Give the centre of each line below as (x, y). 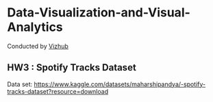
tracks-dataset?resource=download (58, 91)
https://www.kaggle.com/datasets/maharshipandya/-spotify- (120, 84)
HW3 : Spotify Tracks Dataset (72, 67)
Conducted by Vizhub (38, 46)
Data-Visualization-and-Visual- (99, 13)
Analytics (35, 27)
